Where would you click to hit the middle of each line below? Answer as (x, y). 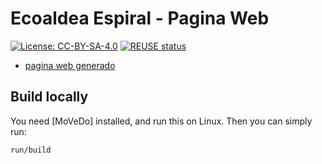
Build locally (49, 97)
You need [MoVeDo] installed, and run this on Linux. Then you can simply (161, 121)
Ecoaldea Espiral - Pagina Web (140, 18)
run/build (31, 150)
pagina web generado (70, 65)
